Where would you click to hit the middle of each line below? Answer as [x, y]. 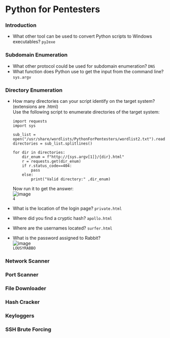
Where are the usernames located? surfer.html [62, 228]
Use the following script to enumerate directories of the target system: [86, 112]
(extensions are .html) [35, 107]
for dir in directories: [39, 153]
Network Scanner [27, 261]
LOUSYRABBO [24, 248]
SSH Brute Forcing [28, 329]
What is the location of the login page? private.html [67, 208]
